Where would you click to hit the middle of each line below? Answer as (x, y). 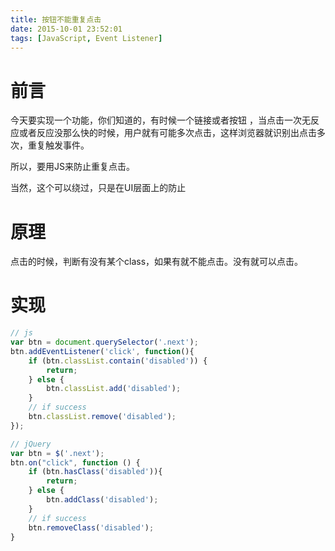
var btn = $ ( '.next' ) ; (57, 453)
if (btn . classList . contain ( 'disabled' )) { (118, 361)
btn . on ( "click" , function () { (75, 462)
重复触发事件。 (58, 145)
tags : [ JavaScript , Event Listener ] (86, 38)
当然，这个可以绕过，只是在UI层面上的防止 (98, 188)
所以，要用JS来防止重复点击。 (72, 167)
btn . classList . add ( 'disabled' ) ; (114, 389)
